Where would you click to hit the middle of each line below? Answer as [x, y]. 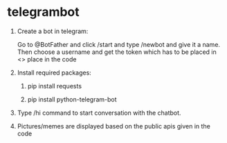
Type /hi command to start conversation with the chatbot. [99, 113]
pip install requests [54, 86]
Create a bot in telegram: [53, 31]
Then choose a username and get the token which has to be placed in [117, 52]
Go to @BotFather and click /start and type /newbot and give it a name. [118, 44]
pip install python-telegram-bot [72, 99]
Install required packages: [54, 73]
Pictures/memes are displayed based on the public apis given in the [114, 126]
